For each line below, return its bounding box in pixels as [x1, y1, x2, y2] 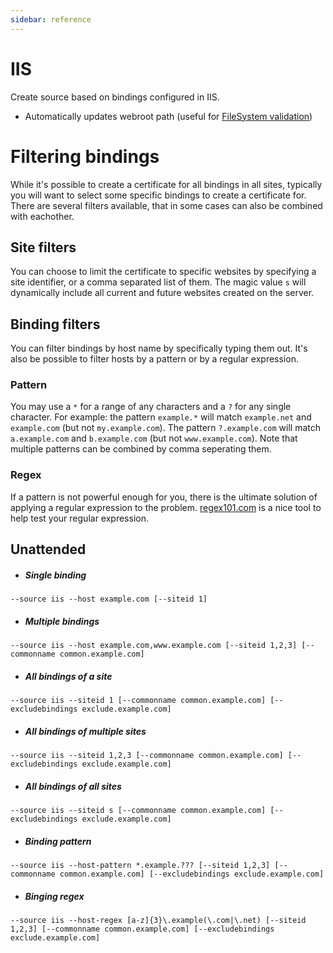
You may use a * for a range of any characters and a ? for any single [10, 401, 292, 413]
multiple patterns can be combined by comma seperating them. [10, 443, 272, 455]
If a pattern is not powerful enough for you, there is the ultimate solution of [10, 491, 318, 503]
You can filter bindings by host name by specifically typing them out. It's [10, 342, 308, 355]
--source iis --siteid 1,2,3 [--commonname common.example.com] [10, 750, 284, 760]
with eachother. [10, 210, 75, 222]
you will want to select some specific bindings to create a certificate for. [10, 189, 307, 201]
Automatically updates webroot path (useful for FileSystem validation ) [24, 110, 313, 122]
